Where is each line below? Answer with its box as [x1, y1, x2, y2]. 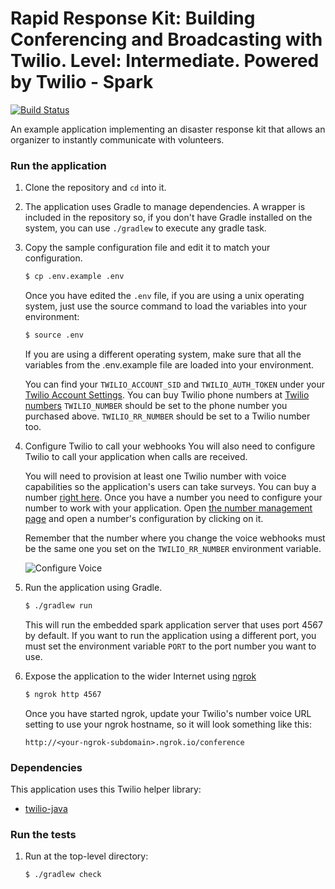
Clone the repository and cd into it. [24, 182, 167, 194]
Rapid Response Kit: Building [10, 7, 256, 30]
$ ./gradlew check [24, 870, 102, 880]
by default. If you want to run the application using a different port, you [24, 629, 317, 641]
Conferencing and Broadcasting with [10, 28, 323, 51]
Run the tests [10, 827, 77, 841]
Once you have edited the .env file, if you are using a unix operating [24, 290, 305, 302]
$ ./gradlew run [24, 600, 93, 611]
